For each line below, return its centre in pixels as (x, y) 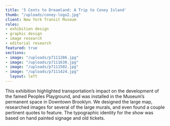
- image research (24, 39)
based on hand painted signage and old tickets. (55, 118)
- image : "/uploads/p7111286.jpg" (42, 57)
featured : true (21, 48)
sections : (16, 53)
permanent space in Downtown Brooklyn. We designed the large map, (79, 102)
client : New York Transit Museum (41, 19)
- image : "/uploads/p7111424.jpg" (42, 72)
